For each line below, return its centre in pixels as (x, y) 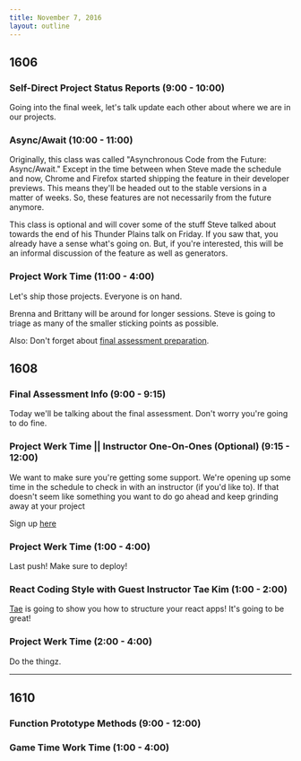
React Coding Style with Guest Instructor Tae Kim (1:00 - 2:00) (149, 589)
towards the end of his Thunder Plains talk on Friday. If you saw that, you (144, 234)
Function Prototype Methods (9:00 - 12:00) (105, 723)
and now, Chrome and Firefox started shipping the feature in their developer (149, 179)
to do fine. (28, 424)
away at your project (47, 506)
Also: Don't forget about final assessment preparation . (109, 340)
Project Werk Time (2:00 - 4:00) (81, 642)
